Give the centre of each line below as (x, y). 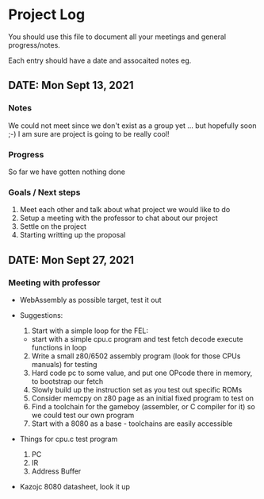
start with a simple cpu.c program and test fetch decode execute (137, 338)
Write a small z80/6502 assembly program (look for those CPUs (136, 356)
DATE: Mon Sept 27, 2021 (71, 260)
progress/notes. (34, 44)
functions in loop (59, 347)
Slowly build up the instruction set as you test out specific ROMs (137, 389)
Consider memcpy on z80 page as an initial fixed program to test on (142, 398)
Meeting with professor (54, 282)
